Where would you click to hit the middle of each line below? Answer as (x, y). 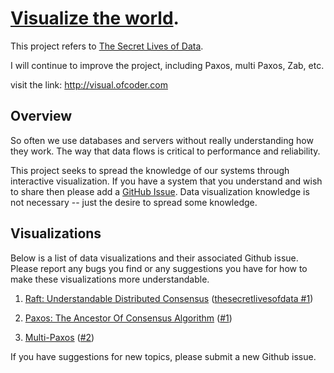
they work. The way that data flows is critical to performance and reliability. (165, 151)
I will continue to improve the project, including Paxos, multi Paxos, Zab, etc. (167, 65)
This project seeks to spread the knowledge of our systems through (150, 170)
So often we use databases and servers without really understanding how (162, 140)
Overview (41, 116)
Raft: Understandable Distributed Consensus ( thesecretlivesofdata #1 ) (169, 298)
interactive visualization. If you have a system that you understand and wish (166, 181)
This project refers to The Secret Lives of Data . (107, 46)
